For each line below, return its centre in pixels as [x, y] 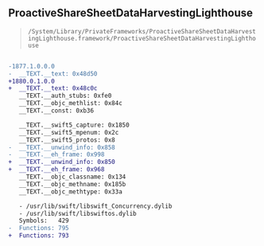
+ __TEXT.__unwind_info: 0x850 [62, 162]
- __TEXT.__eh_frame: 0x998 [56, 154]
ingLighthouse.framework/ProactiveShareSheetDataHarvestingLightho [142, 38]
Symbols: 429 [44, 221]
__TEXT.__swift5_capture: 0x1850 [74, 125]
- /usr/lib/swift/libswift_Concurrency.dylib [95, 206]
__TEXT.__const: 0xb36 [56, 111]
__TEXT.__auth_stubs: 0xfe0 [65, 96]
